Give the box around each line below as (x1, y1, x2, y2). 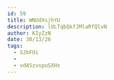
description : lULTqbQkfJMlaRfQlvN (7, 23, 108, 30)
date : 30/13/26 (7, 36, 51, 43)
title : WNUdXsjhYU (7, 17, 60, 24)
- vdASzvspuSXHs (13, 62, 60, 69)
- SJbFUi (13, 49, 39, 56)
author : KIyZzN (7, 29, 51, 37)
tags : (7, 42, 23, 49)
